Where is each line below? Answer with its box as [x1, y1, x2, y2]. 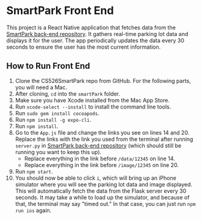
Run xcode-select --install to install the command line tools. [15, 103, 171, 110]
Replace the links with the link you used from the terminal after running [15, 135, 193, 143]
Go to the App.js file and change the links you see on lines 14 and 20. [15, 129, 190, 136]
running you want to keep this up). [15, 148, 102, 155]
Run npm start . [15, 168, 53, 175]
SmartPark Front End [6, 4, 114, 18]
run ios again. [15, 207, 52, 214]
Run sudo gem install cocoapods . [15, 109, 99, 116]
